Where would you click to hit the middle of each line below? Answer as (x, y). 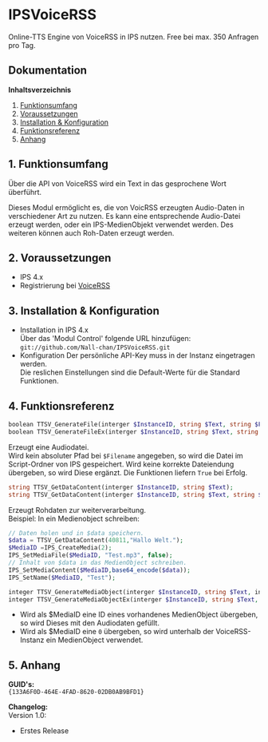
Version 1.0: (28, 716)
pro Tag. (22, 45)
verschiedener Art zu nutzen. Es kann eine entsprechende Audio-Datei (124, 216)
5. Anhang (35, 665)
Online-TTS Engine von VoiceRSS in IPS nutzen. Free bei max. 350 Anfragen (134, 37)
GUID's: (21, 684)
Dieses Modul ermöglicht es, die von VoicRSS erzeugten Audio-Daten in (126, 207)
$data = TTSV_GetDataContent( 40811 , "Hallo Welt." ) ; (96, 541)
